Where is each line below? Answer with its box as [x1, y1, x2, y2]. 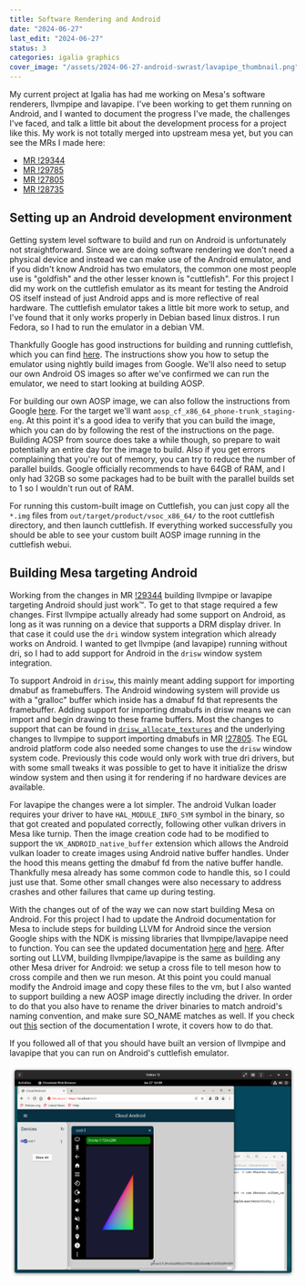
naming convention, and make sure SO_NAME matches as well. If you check [9, 1010, 295, 1021]
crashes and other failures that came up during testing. [9, 886, 216, 897]
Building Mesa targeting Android [9, 566, 198, 581]
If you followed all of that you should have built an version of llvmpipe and [9, 1037, 287, 1048]
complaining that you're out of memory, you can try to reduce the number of [9, 454, 296, 464]
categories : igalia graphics [9, 53, 120, 63]
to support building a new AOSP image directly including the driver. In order [9, 991, 293, 1002]
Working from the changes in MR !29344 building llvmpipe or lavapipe [9, 589, 273, 600]
